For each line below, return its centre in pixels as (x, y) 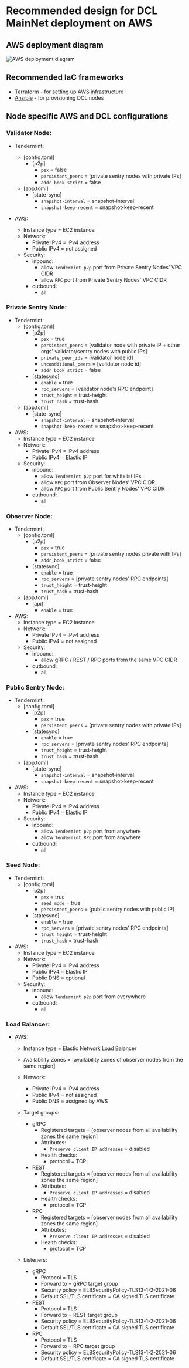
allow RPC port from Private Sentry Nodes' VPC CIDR (104, 279)
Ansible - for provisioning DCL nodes (59, 97)
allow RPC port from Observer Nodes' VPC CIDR (98, 482)
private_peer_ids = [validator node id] (87, 357)
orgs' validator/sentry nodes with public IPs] (94, 351)
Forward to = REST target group (79, 1315)
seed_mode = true (61, 903)
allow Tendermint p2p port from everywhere (93, 997)
